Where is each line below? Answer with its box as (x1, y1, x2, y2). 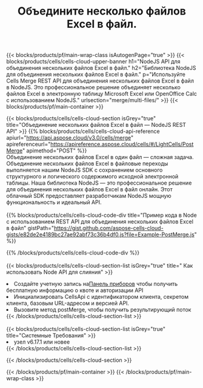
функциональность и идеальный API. (6, 199, 102, 206)
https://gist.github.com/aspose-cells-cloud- (53, 225, 164, 232)
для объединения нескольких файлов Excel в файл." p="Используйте (6, 71, 186, 78)
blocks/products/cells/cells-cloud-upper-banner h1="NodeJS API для (6, 58, 181, 65)
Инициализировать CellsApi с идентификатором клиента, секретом (14, 293, 189, 301)
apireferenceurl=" (6, 141, 51, 148)
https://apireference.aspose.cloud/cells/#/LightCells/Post (50, 141, 194, 148)
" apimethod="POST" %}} (22, 147, 87, 154)
